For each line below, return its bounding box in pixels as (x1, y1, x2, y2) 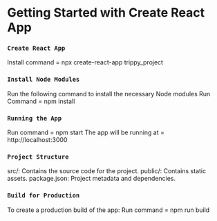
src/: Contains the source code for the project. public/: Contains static (7, 167, 206, 175)
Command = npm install (7, 97, 75, 105)
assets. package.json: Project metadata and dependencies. (7, 175, 176, 183)
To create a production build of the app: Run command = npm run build (7, 206, 210, 214)
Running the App (7, 114, 62, 122)
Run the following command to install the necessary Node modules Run (7, 89, 211, 98)
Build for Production (7, 192, 80, 200)
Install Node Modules (7, 76, 80, 84)
